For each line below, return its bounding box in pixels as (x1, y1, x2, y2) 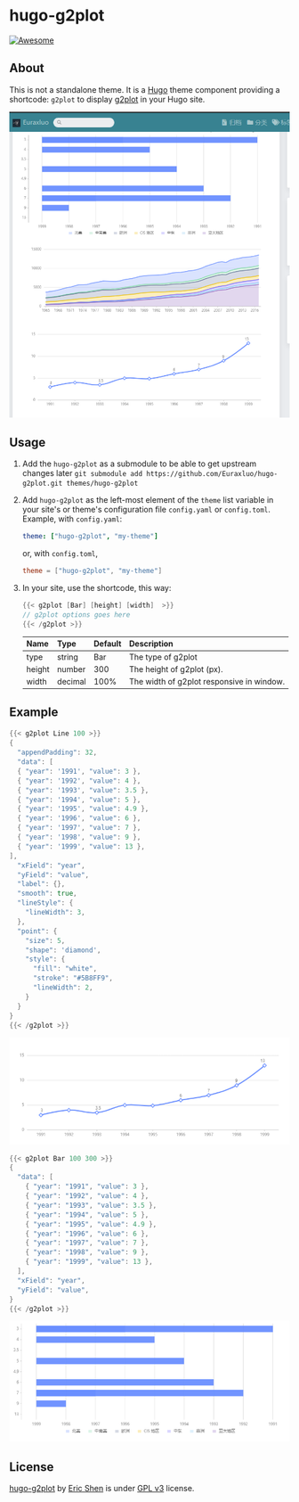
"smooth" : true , (17, 889, 77, 899)
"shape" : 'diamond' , (25, 946, 101, 955)
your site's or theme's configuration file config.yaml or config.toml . (21, 505, 271, 515)
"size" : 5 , (25, 936, 66, 945)
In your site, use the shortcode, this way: (21, 583, 172, 594)
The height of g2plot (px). (128, 663, 224, 674)
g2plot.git (21, 479, 63, 488)
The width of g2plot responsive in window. (128, 677, 286, 687)
